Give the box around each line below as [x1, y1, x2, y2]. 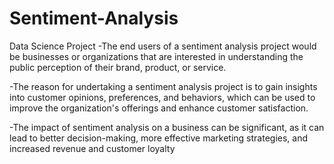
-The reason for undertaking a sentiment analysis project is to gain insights [9, 80, 318, 92]
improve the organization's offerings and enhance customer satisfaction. [9, 102, 309, 114]
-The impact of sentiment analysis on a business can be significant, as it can [9, 121, 325, 133]
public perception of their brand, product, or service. [9, 61, 227, 73]
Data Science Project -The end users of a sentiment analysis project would [9, 40, 317, 52]
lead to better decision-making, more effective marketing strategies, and [9, 132, 309, 144]
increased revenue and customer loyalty [9, 142, 176, 154]
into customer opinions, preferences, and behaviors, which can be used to [9, 91, 316, 103]
